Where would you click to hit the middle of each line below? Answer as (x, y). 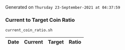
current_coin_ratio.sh (29, 30)
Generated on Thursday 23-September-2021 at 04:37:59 (63, 7)
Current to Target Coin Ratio (40, 20)
